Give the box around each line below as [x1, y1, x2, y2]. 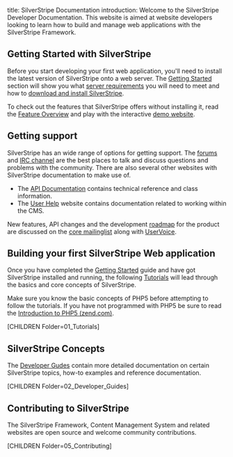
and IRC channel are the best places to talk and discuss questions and [7, 156, 209, 164]
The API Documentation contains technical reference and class [17, 184, 198, 192]
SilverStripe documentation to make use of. [7, 171, 131, 179]
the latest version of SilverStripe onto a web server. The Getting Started [7, 74, 212, 82]
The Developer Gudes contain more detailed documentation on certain [7, 362, 210, 370]
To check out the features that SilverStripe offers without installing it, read [7, 102, 219, 111]
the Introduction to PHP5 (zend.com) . [7, 309, 115, 318]
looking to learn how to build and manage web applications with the [7, 21, 201, 29]
